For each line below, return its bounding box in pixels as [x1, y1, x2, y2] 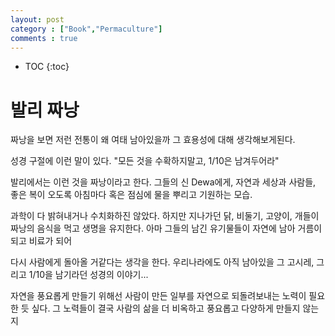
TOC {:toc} [24, 61, 70, 73]
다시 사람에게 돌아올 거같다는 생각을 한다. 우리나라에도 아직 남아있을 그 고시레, [10, 256, 315, 268]
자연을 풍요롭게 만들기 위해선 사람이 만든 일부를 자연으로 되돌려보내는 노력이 [10, 290, 307, 302]
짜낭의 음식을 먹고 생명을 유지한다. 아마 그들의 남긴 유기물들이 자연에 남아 [10, 222, 296, 235]
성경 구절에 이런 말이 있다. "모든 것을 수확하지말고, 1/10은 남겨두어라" [10, 155, 280, 167]
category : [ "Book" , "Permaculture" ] [10, 24, 163, 34]
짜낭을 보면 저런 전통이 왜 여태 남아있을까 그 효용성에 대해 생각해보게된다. [10, 134, 296, 146]
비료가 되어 [28, 235, 73, 247]
